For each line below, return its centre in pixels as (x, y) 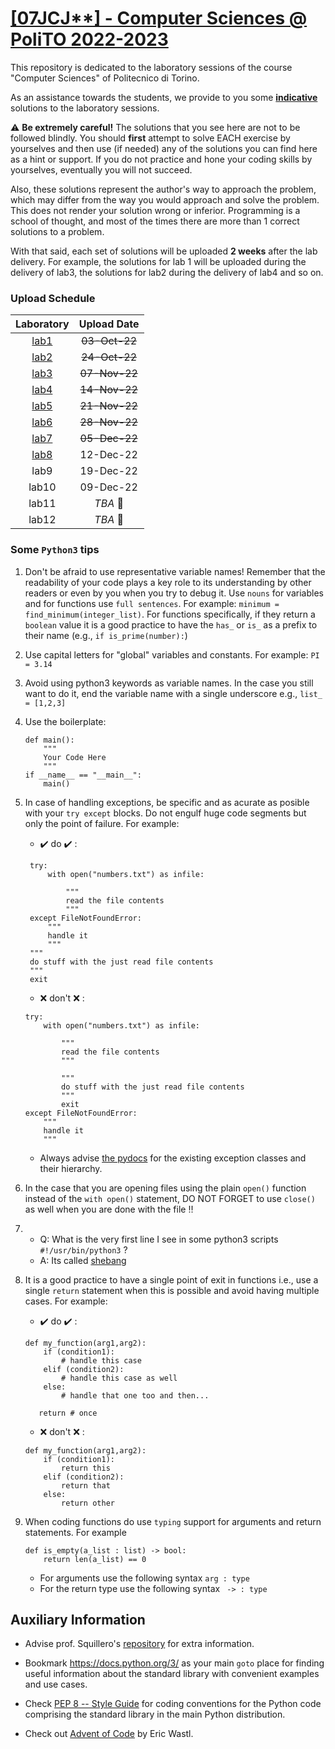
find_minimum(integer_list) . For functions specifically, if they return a (170, 614)
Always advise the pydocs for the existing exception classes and (173, 1158)
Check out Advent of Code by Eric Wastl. (109, 1734)
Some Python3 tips (55, 550)
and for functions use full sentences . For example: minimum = (152, 603)
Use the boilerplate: (65, 721)
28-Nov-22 (108, 422)
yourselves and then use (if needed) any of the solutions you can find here (164, 148)
